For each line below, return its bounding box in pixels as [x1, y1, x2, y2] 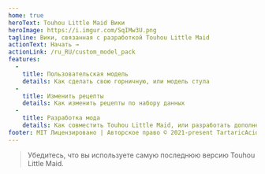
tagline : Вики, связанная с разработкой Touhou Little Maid [8, 33, 211, 42]
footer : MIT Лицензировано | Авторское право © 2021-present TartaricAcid [8, 128, 259, 136]
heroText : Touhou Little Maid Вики [8, 19, 125, 27]
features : [8, 56, 41, 64]
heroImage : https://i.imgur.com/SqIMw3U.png [8, 26, 157, 34]
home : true [8, 11, 44, 20]
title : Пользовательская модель [22, 70, 129, 78]
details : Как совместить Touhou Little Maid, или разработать [22, 121, 231, 129]
